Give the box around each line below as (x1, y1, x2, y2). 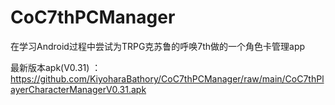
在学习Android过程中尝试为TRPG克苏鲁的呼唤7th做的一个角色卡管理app (10, 40, 306, 52)
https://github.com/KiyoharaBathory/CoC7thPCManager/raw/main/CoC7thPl (10, 72, 325, 85)
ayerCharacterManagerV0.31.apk (10, 83, 147, 95)
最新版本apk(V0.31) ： (10, 61, 102, 73)
